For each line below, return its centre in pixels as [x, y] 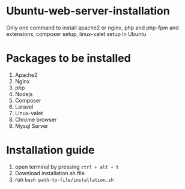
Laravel [24, 107]
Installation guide [50, 150]
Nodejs [24, 94]
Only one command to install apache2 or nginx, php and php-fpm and [92, 28]
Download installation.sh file [50, 173]
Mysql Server [32, 126]
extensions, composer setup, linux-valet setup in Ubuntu [76, 34]
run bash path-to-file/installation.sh [64, 179]
